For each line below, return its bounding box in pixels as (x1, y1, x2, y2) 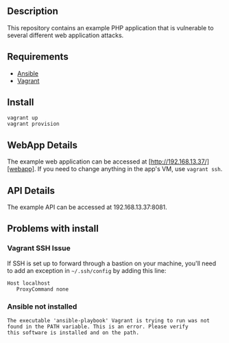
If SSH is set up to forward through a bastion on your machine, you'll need (7, 259, 217, 267)
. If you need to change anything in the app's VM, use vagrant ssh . (34, 165, 223, 173)
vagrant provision (7, 120, 60, 128)
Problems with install (7, 223, 99, 234)
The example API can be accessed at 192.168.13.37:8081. (7, 203, 168, 212)
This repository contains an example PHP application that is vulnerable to (7, 23, 214, 32)
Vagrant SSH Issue (7, 243, 71, 253)
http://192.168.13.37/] (150, 157, 209, 166)
